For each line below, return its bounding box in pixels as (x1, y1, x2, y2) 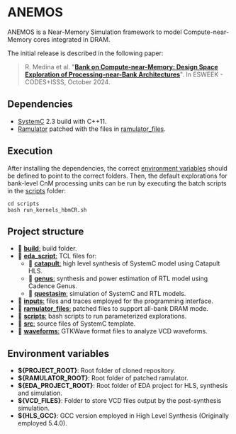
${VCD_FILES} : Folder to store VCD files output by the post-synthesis (17, 396, 222, 405)
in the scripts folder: (7, 186, 66, 195)
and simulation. (17, 389, 62, 397)
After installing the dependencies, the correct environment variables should (7, 164, 228, 172)
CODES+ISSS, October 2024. (24, 77, 111, 86)
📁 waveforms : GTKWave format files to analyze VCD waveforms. (17, 327, 208, 336)
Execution (7, 145, 53, 157)
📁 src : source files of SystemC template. (17, 319, 136, 328)
